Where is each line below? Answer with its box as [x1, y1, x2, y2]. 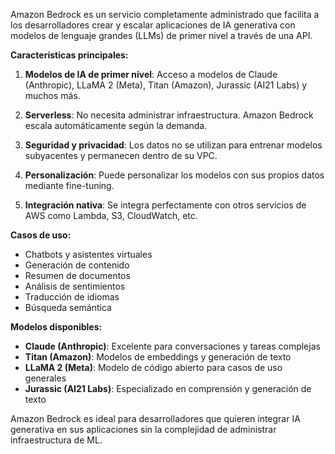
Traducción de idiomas [24, 291, 120, 303]
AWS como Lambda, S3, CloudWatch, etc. [24, 210, 198, 221]
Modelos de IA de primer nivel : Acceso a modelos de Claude [24, 69, 278, 80]
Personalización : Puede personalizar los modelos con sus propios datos [24, 169, 325, 181]
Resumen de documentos [24, 270, 131, 281]
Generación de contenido [24, 259, 130, 271]
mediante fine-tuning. [24, 180, 115, 191]
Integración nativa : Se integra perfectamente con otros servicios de [24, 199, 307, 211]
